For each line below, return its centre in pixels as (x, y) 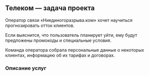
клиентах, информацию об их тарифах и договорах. (60, 55)
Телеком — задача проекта (50, 8)
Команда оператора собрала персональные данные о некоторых (75, 50)
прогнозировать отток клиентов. (40, 25)
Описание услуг (26, 68)
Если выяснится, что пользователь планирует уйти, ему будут (71, 35)
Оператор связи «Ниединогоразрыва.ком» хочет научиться (69, 20)
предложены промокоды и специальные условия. (58, 40)
